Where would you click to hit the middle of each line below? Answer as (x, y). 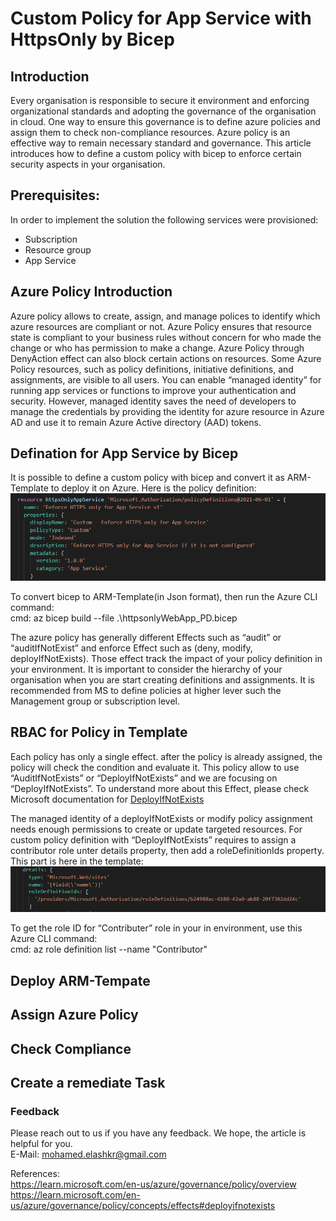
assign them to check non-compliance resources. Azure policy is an (150, 132)
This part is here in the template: (77, 861)
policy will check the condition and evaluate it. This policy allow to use (155, 767)
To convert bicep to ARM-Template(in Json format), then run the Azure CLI (164, 596)
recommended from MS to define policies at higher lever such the (146, 690)
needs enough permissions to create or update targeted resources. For (156, 829)
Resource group (58, 249)
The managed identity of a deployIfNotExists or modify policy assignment (161, 818)
